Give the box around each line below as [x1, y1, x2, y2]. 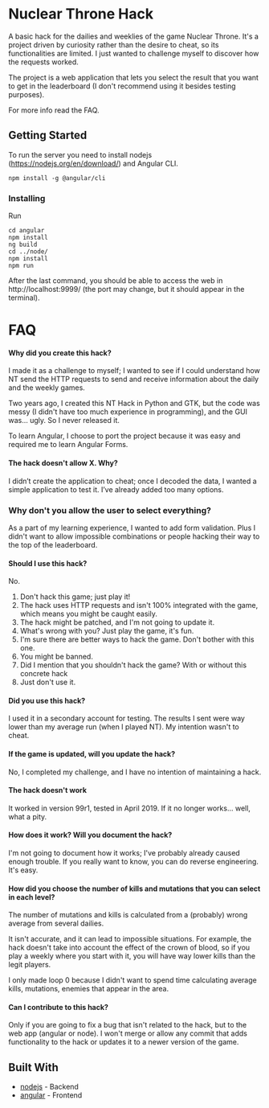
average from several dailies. [8, 918, 104, 929]
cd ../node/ [8, 248, 48, 256]
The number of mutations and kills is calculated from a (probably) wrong [8, 910, 248, 920]
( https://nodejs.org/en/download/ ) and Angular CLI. [8, 158, 179, 168]
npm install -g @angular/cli [8, 174, 106, 182]
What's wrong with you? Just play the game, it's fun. [19, 626, 194, 636]
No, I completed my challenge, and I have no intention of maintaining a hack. [8, 767, 262, 777]
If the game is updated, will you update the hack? [8, 749, 176, 758]
